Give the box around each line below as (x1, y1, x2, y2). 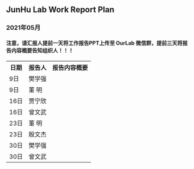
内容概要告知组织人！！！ (11, 47, 74, 54)
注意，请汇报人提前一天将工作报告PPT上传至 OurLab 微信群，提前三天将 (6, 39, 183, 46)
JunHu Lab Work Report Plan (6, 5, 115, 15)
